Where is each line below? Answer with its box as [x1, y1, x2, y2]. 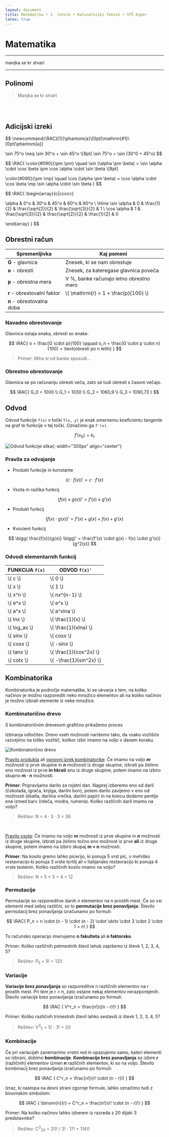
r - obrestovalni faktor [8, 289, 60, 296]
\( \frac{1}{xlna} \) [50, 624, 93, 631]
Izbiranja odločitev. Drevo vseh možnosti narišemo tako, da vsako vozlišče [5, 731, 159, 737]
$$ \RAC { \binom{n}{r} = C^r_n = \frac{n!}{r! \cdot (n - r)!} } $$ [19, 1100, 150, 1106]
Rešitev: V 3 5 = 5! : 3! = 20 [17, 1023, 71, 1031]
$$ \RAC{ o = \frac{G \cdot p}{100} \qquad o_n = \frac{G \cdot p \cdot [9, 340, 155, 346]
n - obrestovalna [8, 297, 48, 305]
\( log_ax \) [8, 624, 34, 631]
